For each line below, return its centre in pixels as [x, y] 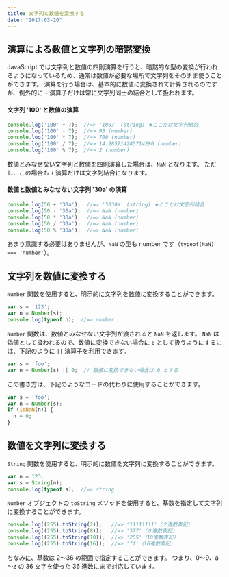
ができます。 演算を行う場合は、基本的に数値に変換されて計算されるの [107, 84]
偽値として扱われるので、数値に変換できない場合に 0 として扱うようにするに [115, 342]
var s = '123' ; [29, 307]
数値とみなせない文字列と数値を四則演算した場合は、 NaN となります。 [105, 164]
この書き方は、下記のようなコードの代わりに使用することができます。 [106, 384]
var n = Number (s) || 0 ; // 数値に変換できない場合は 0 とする [93, 370]
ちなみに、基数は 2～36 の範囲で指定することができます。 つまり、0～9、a [113, 557]
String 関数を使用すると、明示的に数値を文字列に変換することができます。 [112, 463]
